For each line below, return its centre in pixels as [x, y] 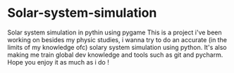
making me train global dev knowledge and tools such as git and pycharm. [115, 55]
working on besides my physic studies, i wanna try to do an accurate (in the [117, 39]
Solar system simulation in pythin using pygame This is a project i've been [115, 32]
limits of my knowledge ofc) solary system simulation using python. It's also [117, 47]
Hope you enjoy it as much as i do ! [58, 62]
